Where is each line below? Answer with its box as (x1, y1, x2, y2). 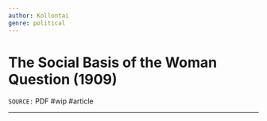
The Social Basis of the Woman (8, 53, 217, 72)
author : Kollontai (8, 11, 69, 20)
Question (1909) (8, 70, 118, 88)
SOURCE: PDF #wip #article (8, 96, 94, 106)
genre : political (8, 19, 66, 27)
